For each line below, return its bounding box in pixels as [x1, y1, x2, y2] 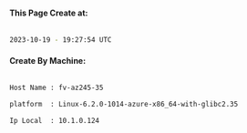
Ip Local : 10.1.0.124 [9, 117, 100, 126]
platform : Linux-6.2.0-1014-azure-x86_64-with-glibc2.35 [9, 100, 239, 109]
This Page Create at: [9, 7, 88, 18]
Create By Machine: [9, 55, 87, 66]
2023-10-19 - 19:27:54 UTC [9, 36, 112, 45]
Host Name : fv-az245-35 [9, 83, 104, 93]
